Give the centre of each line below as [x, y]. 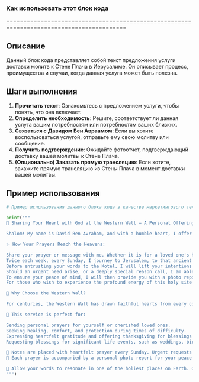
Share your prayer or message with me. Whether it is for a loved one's [98, 255]
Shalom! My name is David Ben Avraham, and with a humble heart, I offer [99, 234]
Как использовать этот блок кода [57, 8]
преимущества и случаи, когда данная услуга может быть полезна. [92, 73]
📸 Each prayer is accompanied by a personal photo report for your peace [99, 358]
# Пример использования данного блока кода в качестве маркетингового [95, 207]
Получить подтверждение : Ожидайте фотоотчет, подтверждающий [101, 150]
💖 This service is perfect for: [46, 315]
